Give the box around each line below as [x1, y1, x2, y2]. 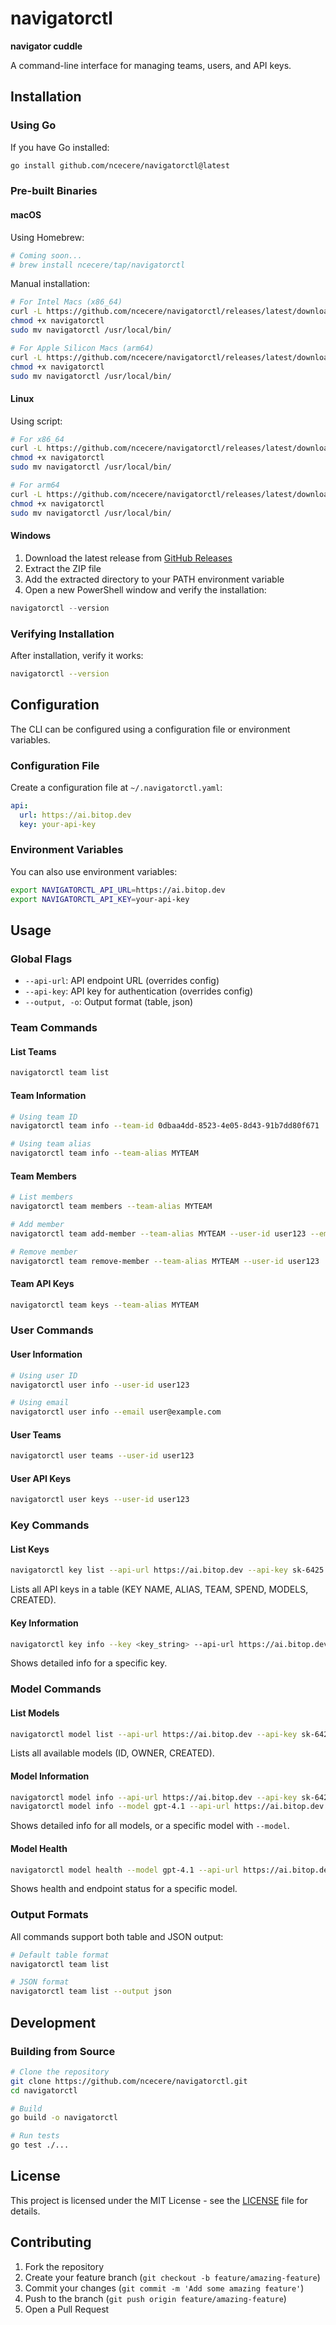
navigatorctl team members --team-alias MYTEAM [10, 1202, 213, 1212]
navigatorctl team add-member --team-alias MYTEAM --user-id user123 [10, 1228, 307, 1239]
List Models [10, 1707, 60, 1719]
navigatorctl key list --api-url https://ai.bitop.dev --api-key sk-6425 [10, 1565, 325, 1576]
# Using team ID [10, 1112, 78, 1122]
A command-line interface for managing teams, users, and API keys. [10, 59, 292, 71]
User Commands [10, 1323, 94, 1337]
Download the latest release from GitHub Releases [24, 552, 233, 564]
